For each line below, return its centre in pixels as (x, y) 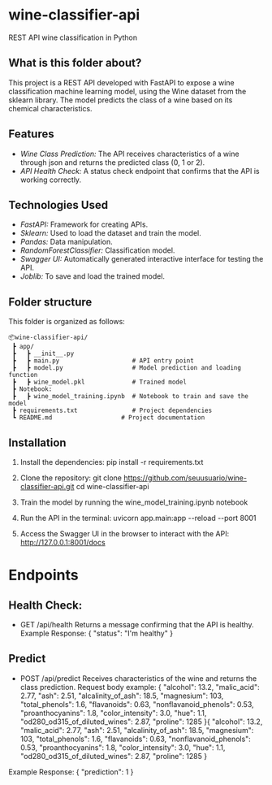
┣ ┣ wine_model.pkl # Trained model (99, 382)
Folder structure (50, 302)
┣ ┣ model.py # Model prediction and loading (127, 368)
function (23, 375)
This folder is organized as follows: (67, 322)
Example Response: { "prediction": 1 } (71, 772)
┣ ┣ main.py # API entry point (103, 361)
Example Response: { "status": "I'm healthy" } (96, 633)
